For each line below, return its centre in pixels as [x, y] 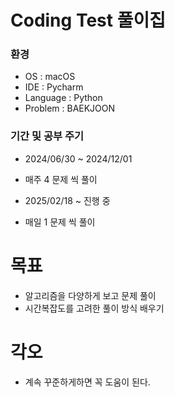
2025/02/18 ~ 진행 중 [67, 200]
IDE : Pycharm [54, 87]
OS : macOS [50, 77]
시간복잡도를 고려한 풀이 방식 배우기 [94, 308]
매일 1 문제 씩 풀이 [60, 222]
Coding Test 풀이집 [88, 20]
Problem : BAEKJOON [70, 108]
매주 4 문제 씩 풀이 [61, 179]
